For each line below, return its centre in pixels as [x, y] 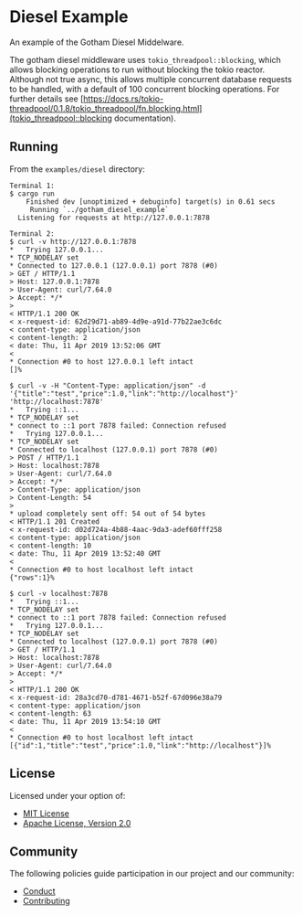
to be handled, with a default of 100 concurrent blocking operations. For [145, 89]
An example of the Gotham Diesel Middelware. [97, 42]
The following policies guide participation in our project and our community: [152, 874]
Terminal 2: [32, 234]
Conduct [39, 891]
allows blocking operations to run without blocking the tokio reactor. [137, 69]
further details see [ [47, 99]
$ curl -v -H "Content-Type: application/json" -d [108, 386]
